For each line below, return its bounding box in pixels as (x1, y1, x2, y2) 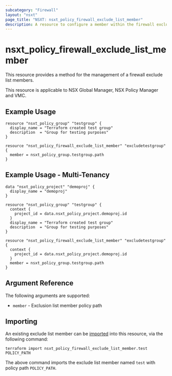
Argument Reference (5, 279, 74, 287)
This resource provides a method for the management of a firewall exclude (5, 72, 163, 78)
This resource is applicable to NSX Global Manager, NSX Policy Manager (5, 87, 159, 93)
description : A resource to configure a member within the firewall (5, 22, 155, 27)
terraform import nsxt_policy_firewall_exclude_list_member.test (5, 346, 147, 351)
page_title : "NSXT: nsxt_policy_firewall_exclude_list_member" (5, 17, 143, 22)
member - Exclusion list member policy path (12, 302, 102, 308)
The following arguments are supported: (5, 293, 91, 299)
